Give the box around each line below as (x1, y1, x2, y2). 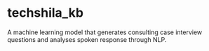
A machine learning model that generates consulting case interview (7, 28, 203, 36)
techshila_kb (7, 5, 84, 21)
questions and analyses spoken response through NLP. (7, 35, 167, 43)
